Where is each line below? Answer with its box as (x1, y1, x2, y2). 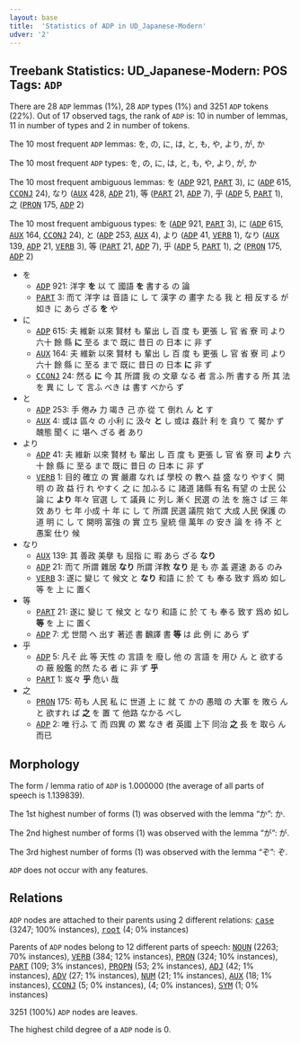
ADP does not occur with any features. (9, 864, 148, 875)
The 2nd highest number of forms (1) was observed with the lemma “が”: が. (9, 827, 290, 838)
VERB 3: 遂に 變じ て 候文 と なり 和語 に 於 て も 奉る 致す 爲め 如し (35, 572, 287, 584)
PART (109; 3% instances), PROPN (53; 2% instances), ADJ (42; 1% (9, 960, 254, 971)
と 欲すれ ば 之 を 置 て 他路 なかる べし (35, 707, 182, 719)
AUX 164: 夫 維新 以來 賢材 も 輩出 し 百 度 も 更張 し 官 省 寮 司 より (35, 348, 287, 359)
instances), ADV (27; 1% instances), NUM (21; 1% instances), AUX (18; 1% (9, 969, 272, 980)
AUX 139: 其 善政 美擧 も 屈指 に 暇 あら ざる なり (35, 550, 216, 562)
